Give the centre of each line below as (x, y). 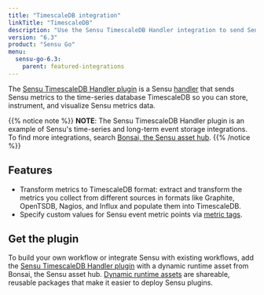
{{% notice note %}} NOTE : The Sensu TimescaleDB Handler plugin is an (126, 120)
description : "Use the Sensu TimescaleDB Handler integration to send (126, 30)
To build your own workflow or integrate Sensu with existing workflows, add (131, 258)
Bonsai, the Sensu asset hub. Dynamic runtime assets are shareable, (119, 275)
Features (30, 171)
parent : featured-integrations (73, 67)
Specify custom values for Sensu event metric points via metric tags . (131, 214)
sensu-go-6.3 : (38, 60)
